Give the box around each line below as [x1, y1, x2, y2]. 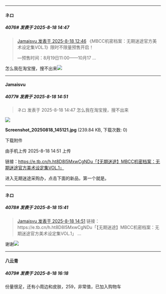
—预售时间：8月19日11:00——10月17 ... [17, 55, 96, 61]
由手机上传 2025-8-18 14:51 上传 [5, 148, 71, 154]
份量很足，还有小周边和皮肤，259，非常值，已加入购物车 [5, 284, 122, 290]
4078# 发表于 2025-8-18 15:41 [5, 205, 69, 211]
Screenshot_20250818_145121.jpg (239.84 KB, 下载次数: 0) [5, 127, 127, 133]
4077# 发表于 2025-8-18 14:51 [5, 93, 68, 99]
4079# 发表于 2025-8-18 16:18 [5, 270, 69, 276]
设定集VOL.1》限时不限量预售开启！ [21, 44, 94, 50]
